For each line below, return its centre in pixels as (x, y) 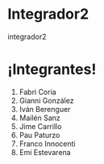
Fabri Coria (38, 92)
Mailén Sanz (40, 118)
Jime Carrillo (40, 126)
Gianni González (46, 100)
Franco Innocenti (47, 144)
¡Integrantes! (52, 69)
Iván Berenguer (45, 109)
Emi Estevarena (45, 152)
